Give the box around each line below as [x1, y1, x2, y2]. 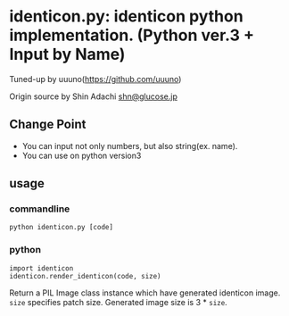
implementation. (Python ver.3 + [9, 25, 254, 46]
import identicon [9, 263, 74, 273]
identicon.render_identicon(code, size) [9, 271, 162, 280]
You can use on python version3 [21, 150, 142, 161]
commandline [9, 203, 70, 215]
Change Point [9, 117, 87, 132]
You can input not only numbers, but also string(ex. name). [21, 140, 238, 151]
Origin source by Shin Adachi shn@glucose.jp [9, 91, 178, 102]
